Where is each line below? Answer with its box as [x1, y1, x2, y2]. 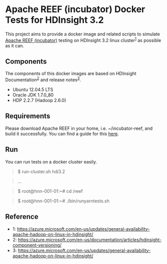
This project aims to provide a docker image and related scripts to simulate [5, 31, 160, 37]
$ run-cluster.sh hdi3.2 [17, 168, 65, 175]
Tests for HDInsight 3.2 [5, 14, 104, 26]
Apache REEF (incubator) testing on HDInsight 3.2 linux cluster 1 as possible [5, 36, 161, 43]
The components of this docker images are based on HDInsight [5, 71, 137, 77]
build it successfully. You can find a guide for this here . [5, 130, 119, 137]
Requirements [5, 112, 50, 121]
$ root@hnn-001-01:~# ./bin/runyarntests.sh [17, 198, 110, 204]
